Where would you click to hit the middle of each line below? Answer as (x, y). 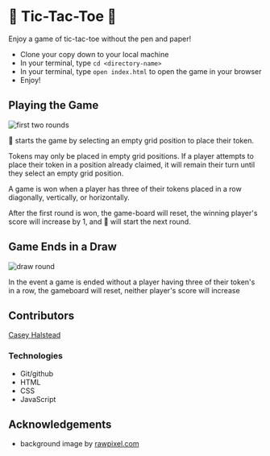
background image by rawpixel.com (79, 444)
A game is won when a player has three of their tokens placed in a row (125, 189)
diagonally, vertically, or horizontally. (69, 197)
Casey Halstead (35, 335)
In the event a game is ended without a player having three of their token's (132, 282)
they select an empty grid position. (66, 173)
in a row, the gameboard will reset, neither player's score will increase (124, 290)
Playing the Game (54, 105)
